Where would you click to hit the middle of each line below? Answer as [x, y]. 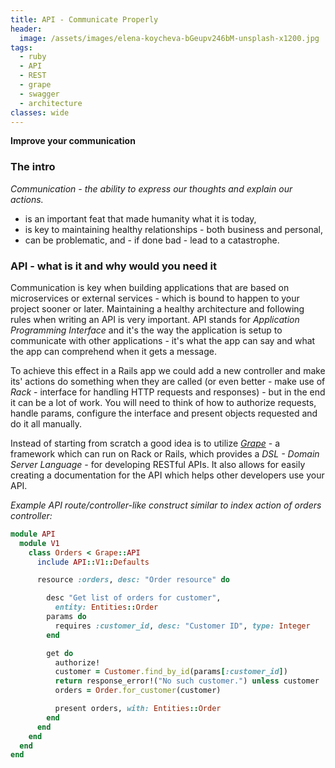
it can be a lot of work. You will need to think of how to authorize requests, [163, 402]
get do [60, 653]
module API [33, 534]
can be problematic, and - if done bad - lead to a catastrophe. [152, 240]
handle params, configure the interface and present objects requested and [164, 413]
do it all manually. [46, 423]
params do [66, 617]
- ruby [33, 57]
